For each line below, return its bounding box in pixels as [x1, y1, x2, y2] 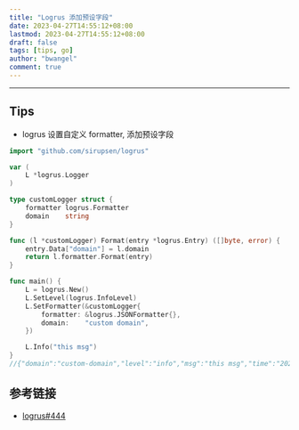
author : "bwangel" [9, 54, 77, 63]
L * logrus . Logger [25, 171, 90, 180]
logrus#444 [21, 410, 67, 421]
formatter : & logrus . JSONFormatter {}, [41, 310, 181, 319]
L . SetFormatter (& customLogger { [25, 302, 141, 311]
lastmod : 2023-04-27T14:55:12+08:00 [9, 29, 145, 38]
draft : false [9, 37, 58, 47]
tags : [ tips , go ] [9, 46, 74, 55]
